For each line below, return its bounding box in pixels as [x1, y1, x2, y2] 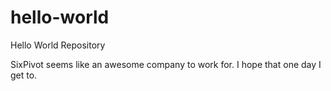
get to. [10, 69, 38, 81]
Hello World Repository [10, 39, 106, 51]
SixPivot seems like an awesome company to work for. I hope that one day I [10, 58, 322, 70]
